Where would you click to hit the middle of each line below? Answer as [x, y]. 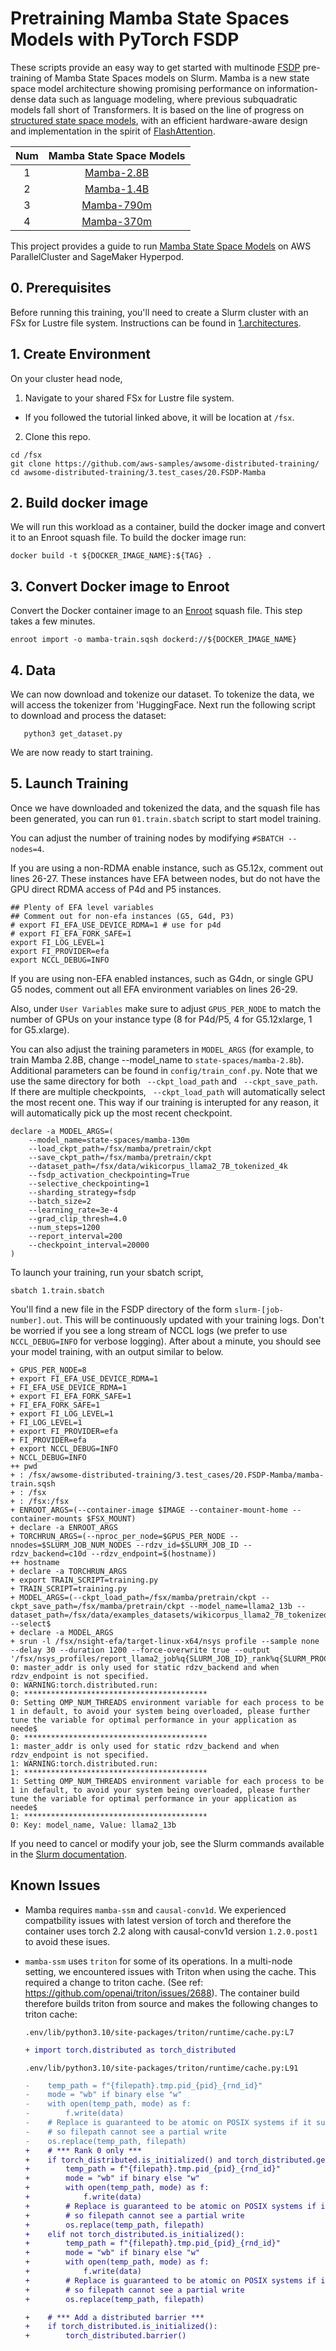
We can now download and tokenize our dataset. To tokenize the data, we [162, 694]
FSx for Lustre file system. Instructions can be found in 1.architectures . [156, 323]
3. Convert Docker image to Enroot [120, 586]
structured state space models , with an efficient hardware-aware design [159, 120]
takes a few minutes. [53, 621]
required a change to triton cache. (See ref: [114, 1982]
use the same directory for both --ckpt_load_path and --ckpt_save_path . [164, 1081]
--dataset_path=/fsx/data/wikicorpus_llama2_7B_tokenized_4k [158, 1166]
